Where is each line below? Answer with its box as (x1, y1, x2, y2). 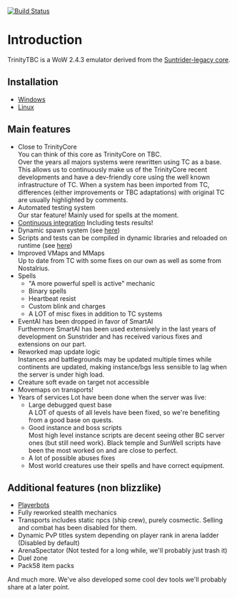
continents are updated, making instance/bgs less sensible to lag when (17, 362, 227, 371)
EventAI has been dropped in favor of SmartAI (17, 317, 153, 325)
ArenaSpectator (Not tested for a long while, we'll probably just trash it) (17, 547, 228, 555)
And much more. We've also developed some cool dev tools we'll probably (7, 575, 227, 584)
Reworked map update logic (17, 347, 101, 356)
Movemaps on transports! (17, 385, 94, 394)
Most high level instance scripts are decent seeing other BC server (28, 431, 225, 439)
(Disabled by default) (17, 539, 80, 547)
